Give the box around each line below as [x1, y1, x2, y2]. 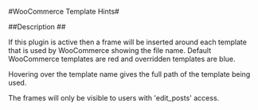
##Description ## [8, 22, 66, 31]
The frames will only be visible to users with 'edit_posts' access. [8, 93, 220, 102]
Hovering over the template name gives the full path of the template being [8, 70, 251, 78]
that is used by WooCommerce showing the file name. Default [8, 46, 212, 55]
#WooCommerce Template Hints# [8, 7, 119, 16]
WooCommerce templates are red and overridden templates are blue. [8, 55, 236, 63]
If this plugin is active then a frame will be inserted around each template [8, 37, 247, 47]
